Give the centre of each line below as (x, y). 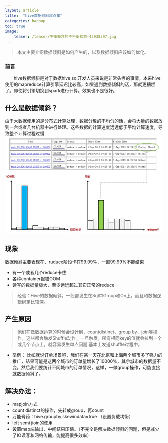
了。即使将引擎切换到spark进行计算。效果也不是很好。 (61, 91)
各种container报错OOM (36, 279)
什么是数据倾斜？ (31, 108)
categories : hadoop (25, 21)
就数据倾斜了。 (28, 374)
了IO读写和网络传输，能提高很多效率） (52, 435)
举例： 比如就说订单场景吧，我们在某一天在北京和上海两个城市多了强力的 (87, 355)
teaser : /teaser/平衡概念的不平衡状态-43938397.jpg (65, 37)
